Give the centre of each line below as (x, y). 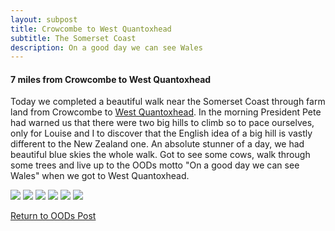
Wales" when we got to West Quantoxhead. (100, 176)
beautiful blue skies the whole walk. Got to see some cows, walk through (160, 155)
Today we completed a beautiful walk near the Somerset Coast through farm (168, 102)
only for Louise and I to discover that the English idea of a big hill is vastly (161, 133)
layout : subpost (44, 19)
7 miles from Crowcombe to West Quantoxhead (111, 79)
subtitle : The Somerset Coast (73, 38)
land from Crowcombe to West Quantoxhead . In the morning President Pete (166, 112)
